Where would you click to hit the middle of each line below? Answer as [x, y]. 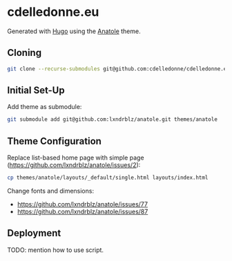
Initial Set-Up [36, 90]
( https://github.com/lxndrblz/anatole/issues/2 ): [74, 165]
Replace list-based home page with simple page [76, 158]
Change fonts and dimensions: [51, 191]
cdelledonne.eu [53, 12]
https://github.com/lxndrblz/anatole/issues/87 [83, 212]
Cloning [25, 53]
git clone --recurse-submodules [54, 69]
